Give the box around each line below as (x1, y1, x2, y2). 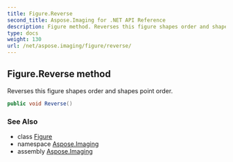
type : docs (7, 29, 39, 37)
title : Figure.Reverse (7, 10, 73, 17)
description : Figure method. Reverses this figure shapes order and (7, 23, 209, 30)
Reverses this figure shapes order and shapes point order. (7, 86, 173, 95)
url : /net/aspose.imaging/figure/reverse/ (7, 42, 132, 49)
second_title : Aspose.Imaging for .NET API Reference (7, 17, 166, 24)
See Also (7, 116, 38, 126)
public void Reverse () (7, 100, 73, 107)
